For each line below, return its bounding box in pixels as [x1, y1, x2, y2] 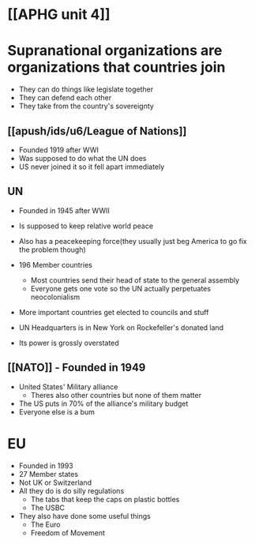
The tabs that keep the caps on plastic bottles [30, 494, 180, 504]
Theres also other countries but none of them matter [30, 390, 202, 400]
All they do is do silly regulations [18, 486, 125, 495]
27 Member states [18, 469, 79, 478]
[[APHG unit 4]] [7, 6, 111, 24]
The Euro [30, 520, 61, 529]
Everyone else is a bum [18, 407, 96, 416]
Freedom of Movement [30, 527, 106, 538]
